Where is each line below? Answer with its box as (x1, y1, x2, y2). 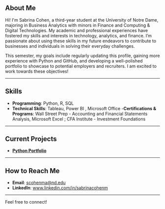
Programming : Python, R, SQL (12, 100, 74, 106)
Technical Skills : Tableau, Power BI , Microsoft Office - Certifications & (12, 105, 156, 111)
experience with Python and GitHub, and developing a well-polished (5, 58, 143, 63)
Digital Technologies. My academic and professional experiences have (5, 27, 148, 33)
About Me (5, 4, 36, 12)
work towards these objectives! (5, 68, 69, 74)
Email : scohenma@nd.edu (12, 179, 66, 186)
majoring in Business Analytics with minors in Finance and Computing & (5, 22, 150, 28)
